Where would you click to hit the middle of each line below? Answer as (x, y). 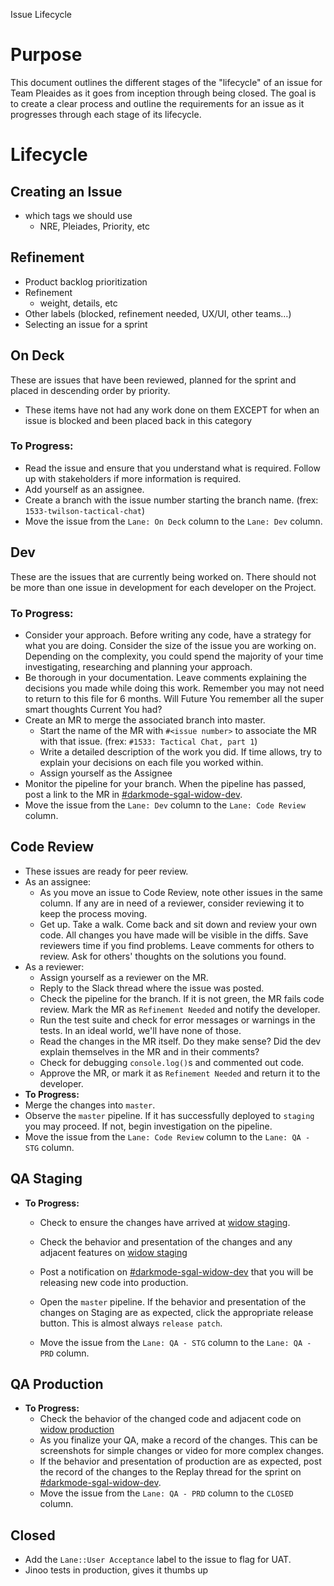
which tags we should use (78, 215)
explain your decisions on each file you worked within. (151, 762)
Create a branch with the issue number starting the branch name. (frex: (171, 500)
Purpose (46, 55)
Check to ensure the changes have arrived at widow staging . (165, 1222)
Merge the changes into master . (90, 1105)
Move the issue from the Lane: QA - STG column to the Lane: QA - (175, 1342)
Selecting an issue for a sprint (86, 324)
